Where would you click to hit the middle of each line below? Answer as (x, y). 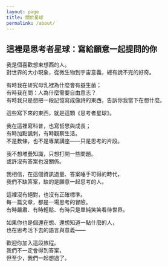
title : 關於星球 (25, 18)
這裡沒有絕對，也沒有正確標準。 (46, 195)
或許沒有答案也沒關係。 (35, 161)
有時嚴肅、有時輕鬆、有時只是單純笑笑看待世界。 (67, 210)
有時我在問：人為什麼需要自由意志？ (51, 93)
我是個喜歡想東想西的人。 (38, 65)
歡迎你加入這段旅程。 (33, 243)
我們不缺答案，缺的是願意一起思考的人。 (57, 182)
